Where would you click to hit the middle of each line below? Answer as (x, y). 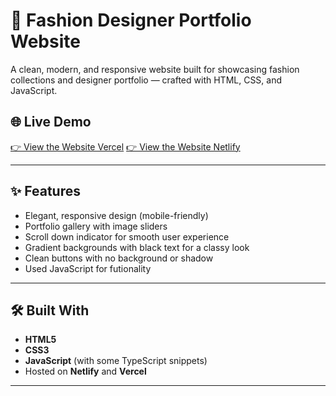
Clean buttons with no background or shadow (119, 258)
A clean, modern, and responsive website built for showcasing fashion (155, 69)
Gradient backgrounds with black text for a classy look (137, 247)
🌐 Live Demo (51, 122)
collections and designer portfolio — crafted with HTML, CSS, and (146, 80)
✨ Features (45, 191)
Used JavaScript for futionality (88, 268)
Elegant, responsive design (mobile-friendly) (116, 215)
